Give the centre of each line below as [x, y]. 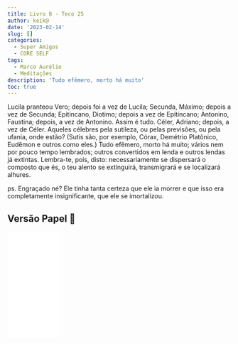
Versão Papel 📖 [42, 219]
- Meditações [33, 73]
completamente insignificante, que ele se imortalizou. [86, 196]
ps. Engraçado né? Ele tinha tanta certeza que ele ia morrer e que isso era [115, 188]
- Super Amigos [36, 47]
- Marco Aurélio [38, 67]
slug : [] [20, 34]
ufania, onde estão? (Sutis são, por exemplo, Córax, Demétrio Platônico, [113, 137]
